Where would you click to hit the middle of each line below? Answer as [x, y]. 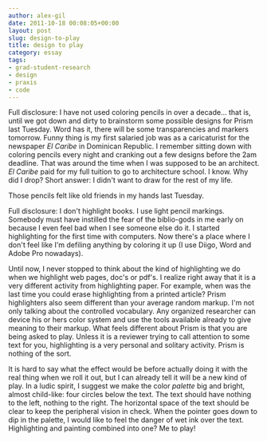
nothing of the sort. [40, 354]
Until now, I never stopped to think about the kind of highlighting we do [124, 269]
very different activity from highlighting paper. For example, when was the [130, 286]
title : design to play [46, 45]
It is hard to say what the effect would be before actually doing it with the [128, 369]
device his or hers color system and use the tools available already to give [130, 320]
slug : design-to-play [44, 38]
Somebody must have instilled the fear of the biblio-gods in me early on [126, 219]
